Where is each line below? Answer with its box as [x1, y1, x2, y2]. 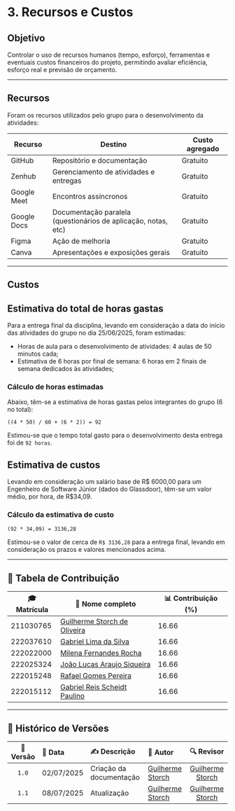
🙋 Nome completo [75, 599, 136, 609]
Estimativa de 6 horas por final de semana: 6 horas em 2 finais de [17, 357, 207, 366]
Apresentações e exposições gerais [52, 247, 170, 257]
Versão [10, 752, 36, 762]
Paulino [60, 691, 85, 701]
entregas [52, 176, 82, 186]
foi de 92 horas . [7, 438, 52, 447]
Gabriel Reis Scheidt [60, 682, 127, 692]
